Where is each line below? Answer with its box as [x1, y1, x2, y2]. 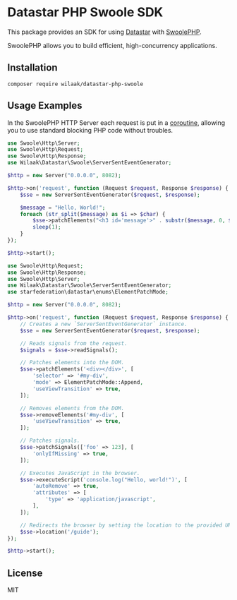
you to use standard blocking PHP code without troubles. [7, 126, 174, 134]
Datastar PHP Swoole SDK [7, 4, 164, 20]
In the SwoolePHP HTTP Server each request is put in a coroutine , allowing [7, 118, 226, 127]
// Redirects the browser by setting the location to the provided [20, 522, 222, 529]
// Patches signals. [20, 437, 80, 445]
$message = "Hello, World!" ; [20, 204, 106, 211]
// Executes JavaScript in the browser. [20, 469, 140, 476]
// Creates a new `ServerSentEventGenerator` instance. [20, 320, 188, 328]
